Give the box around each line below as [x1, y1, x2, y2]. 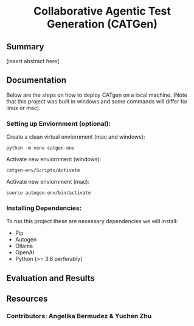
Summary [6, 41, 44, 52]
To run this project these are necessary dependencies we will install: [6, 218, 178, 225]
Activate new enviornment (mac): [6, 178, 90, 186]
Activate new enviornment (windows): [6, 156, 102, 163]
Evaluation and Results [6, 272, 95, 283]
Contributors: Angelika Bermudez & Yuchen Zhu [6, 312, 152, 321]
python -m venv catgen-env [6, 145, 75, 151]
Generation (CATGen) [46, 17, 158, 31]
